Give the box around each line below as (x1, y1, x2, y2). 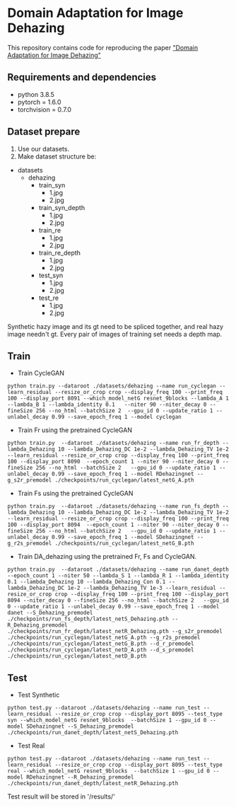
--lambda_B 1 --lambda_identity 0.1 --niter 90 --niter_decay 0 (7, 401, 207, 408)
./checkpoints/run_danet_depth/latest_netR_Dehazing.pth (7, 780, 179, 787)
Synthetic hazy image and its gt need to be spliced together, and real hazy (7, 322, 224, 330)
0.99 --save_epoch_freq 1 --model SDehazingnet (52, 534, 194, 541)
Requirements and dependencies (7, 71, 157, 83)
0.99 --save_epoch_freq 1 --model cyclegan (52, 414, 182, 421)
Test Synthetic (17, 691, 60, 699)
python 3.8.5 (17, 90, 55, 98)
